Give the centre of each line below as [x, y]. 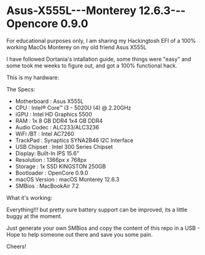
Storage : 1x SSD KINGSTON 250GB [60, 166]
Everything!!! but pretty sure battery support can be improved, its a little [97, 210]
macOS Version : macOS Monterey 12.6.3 [67, 179]
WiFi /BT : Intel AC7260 [45, 134]
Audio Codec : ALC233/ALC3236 [57, 127]
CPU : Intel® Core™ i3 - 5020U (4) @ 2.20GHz [73, 107]
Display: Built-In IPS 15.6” [47, 153]
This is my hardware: [33, 77]
